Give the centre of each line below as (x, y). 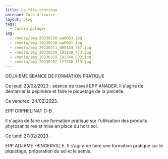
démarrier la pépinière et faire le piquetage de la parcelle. (65, 91)
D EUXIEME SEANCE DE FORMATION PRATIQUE (55, 76)
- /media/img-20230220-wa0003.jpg (46, 38)
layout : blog (19, 19)
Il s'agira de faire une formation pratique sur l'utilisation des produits (76, 121)
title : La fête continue (31, 10)
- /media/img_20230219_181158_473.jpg (51, 52)
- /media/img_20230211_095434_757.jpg (51, 48)
